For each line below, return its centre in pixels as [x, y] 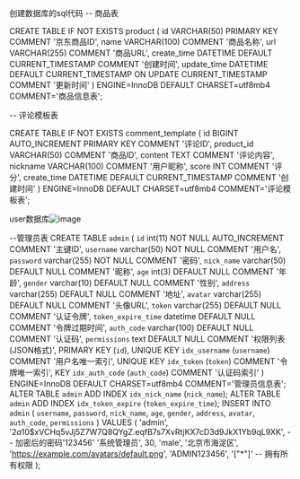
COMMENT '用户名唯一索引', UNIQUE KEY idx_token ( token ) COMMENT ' [145, 361]
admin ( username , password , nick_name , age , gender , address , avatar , [132, 413]
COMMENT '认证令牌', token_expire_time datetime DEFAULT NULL [132, 316]
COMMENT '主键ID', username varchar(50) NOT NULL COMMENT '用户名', [145, 249]
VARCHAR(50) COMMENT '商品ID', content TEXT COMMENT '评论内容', [142, 155]
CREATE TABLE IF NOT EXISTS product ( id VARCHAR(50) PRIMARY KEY [144, 31]
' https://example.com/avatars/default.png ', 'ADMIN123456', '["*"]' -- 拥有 [145, 454]
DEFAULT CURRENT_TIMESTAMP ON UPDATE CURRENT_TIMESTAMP [138, 74]
